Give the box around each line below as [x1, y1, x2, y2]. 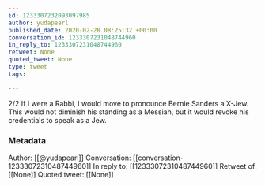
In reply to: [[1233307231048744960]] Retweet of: [93, 161, 257, 170]
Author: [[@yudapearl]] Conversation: [8, 153, 132, 162]
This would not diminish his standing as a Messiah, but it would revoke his [8, 107, 249, 117]
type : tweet [8, 63, 47, 71]
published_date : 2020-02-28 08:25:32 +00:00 [8, 26, 157, 34]
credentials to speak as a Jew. [8, 115, 107, 125]
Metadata [8, 135, 46, 146]
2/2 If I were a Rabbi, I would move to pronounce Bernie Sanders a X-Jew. [8, 99, 249, 108]
